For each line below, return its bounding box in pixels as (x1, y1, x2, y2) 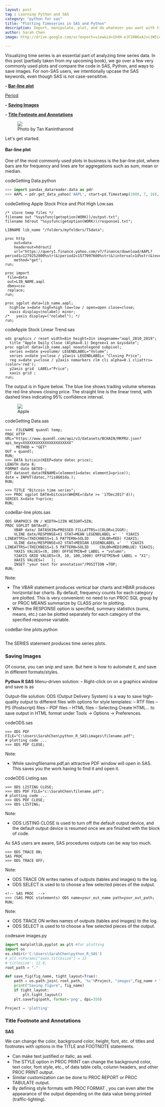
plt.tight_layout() (23, 992, 63, 997)
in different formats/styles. (5, 669, 59, 675)
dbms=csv (7, 284, 26, 288)
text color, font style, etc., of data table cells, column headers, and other (12, 1064, 159, 1070)
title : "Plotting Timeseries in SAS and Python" (5, 21, 107, 26)
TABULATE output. (12, 1079, 50, 1085)
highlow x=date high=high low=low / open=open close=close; (9, 305, 135, 310)
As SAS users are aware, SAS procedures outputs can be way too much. (5, 840, 152, 846)
